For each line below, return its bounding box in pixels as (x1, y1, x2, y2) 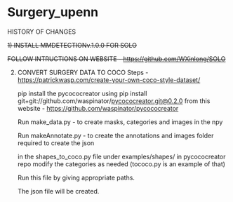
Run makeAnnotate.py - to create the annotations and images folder (17, 131, 214, 140)
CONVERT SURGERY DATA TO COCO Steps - (17, 68, 149, 76)
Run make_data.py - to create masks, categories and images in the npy (17, 117, 223, 126)
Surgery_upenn (7, 4, 99, 20)
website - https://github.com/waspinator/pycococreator (17, 104, 179, 112)
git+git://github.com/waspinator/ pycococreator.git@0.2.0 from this (17, 96, 211, 105)
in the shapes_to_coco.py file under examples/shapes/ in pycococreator (17, 152, 226, 161)
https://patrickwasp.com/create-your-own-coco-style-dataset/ (17, 75, 201, 84)
